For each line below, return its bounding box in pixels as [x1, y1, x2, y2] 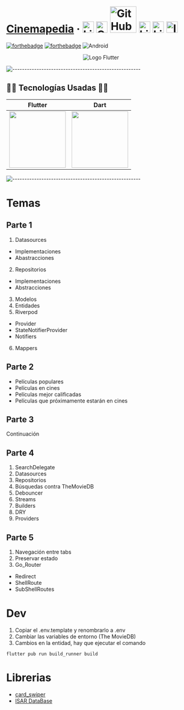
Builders [14, 502, 36, 510]
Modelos [14, 295, 37, 303]
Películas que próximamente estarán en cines [14, 397, 128, 404]
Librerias [6, 671, 52, 685]
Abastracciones [14, 254, 54, 261]
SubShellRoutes [14, 585, 55, 593]
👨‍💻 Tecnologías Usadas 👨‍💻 [6, 83, 109, 93]
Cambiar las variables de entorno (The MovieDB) [14, 632, 136, 640]
